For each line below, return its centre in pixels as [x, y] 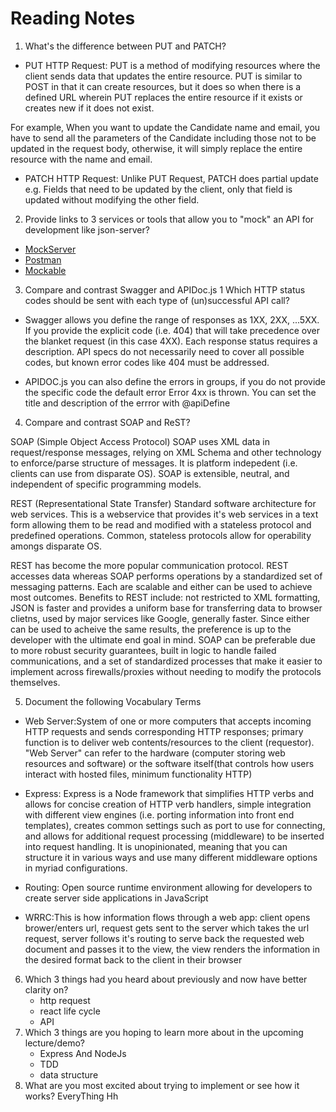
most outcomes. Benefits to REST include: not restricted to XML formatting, [165, 597]
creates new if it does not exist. [89, 108]
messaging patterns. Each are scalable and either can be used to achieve [161, 586]
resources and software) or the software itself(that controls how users [169, 763]
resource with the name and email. [81, 159]
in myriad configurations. [76, 868]
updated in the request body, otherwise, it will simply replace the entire [156, 148]
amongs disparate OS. [56, 546]
